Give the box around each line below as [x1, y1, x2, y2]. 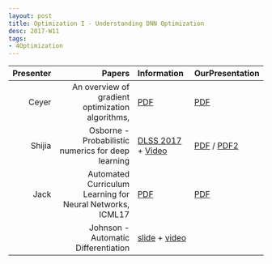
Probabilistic [82, 135, 130, 147]
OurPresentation [193, 68, 260, 79]
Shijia [30, 140, 52, 151]
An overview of [71, 82, 130, 93]
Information [137, 68, 184, 79]
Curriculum [87, 179, 130, 190]
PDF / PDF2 [193, 140, 239, 151]
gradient [97, 92, 130, 103]
